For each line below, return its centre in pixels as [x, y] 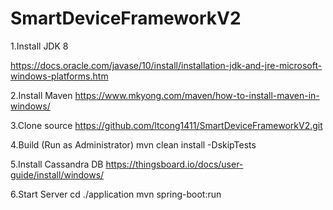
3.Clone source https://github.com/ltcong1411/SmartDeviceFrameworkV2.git [166, 125]
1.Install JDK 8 [39, 46]
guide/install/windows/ [57, 174]
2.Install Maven [41, 95]
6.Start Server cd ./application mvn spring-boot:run [116, 194]
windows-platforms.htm [59, 76]
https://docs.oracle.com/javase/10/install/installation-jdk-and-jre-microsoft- [166, 65]
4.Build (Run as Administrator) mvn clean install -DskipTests [133, 144]
